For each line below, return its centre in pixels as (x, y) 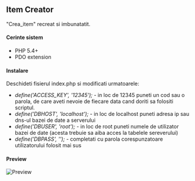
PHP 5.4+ (26, 51)
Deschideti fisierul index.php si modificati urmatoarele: (73, 84)
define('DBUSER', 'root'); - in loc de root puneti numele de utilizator (97, 127)
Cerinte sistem (25, 37)
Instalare (17, 70)
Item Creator (30, 10)
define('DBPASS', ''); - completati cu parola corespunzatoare (89, 139)
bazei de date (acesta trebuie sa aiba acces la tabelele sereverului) (96, 133)
